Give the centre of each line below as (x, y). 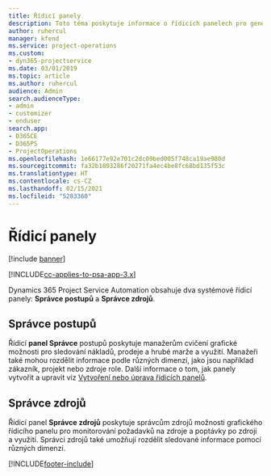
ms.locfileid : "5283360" (50, 196)
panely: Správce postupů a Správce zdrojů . (82, 298)
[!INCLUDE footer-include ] (51, 464)
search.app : (28, 128)
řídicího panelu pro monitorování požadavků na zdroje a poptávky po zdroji (133, 431)
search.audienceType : (45, 99)
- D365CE (23, 136)
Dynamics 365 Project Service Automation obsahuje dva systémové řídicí (130, 290)
